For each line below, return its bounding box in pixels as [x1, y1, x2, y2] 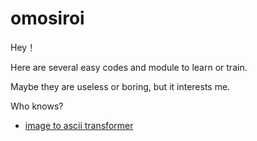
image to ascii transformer [24, 119, 134, 131]
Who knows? [10, 100, 64, 112]
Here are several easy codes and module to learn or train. [10, 61, 248, 73]
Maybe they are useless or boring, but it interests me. [10, 80, 231, 92]
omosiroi [10, 7, 85, 30]
